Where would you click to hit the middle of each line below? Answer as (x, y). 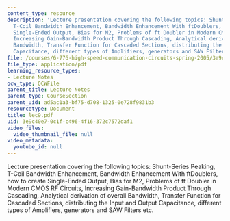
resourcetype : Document (41, 109)
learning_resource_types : (44, 70)
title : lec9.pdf (30, 115)
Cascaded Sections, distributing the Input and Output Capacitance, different (114, 203)
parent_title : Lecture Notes (49, 90)
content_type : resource (41, 13)
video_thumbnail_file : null (53, 134)
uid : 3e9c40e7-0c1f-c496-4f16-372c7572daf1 (70, 121)
